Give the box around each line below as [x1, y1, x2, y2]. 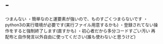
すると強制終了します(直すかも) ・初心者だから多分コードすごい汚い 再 [13, 28, 156, 33]
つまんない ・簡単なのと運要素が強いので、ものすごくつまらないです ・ [5, 16, 148, 22]
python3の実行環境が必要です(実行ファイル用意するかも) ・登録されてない [5, 22, 154, 28]
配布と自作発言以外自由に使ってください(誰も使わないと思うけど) [5, 33, 136, 40]
